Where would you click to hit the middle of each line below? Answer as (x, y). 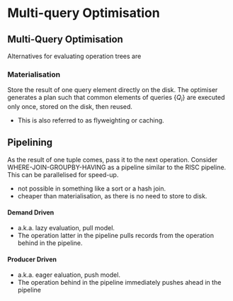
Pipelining (30, 143)
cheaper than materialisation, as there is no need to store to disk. (112, 195)
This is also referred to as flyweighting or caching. (91, 120)
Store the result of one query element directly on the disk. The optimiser (113, 90)
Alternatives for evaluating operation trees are (74, 56)
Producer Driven (32, 259)
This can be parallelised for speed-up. (63, 174)
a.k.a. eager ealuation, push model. (69, 275)
